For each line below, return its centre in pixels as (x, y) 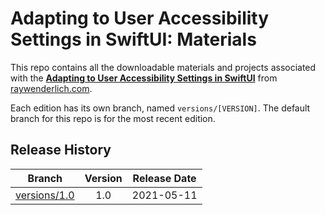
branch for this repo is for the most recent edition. (113, 118)
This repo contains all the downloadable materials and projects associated (163, 67)
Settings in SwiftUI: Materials (133, 39)
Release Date (164, 178)
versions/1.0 (45, 195)
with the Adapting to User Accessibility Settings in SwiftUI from (144, 78)
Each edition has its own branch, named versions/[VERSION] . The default (160, 108)
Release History (61, 150)
